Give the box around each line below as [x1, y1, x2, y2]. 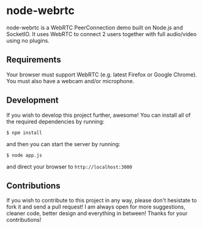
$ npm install [6, 130, 43, 136]
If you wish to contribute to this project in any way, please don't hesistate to [6, 197, 197, 204]
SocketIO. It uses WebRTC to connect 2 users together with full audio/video [6, 30, 197, 37]
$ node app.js [6, 152, 43, 158]
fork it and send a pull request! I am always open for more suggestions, [6, 203, 185, 211]
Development [6, 95, 59, 106]
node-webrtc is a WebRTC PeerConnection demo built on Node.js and [6, 24, 183, 31]
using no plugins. [6, 37, 50, 44]
